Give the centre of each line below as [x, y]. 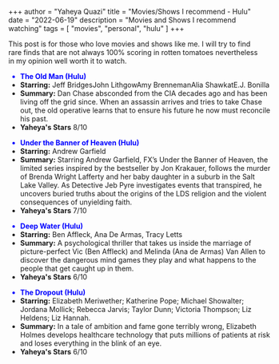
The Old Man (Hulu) [53, 76]
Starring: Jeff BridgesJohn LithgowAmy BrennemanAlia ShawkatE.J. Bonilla [145, 85]
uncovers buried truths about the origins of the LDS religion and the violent [143, 194]
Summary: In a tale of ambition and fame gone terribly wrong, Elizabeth [138, 326]
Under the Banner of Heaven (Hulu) [80, 142]
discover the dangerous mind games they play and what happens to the [138, 260]
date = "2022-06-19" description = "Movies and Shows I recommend [122, 20]
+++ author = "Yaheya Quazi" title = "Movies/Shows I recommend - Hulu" [130, 12]
